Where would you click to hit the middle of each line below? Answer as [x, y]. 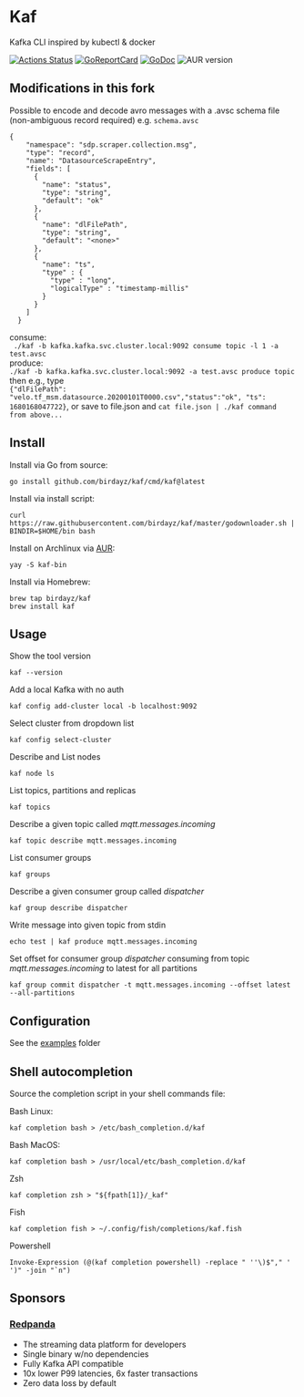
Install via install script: [52, 498]
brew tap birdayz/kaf [51, 598]
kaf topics [30, 807]
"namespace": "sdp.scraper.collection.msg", [111, 145]
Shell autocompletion [71, 1072]
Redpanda [33, 1324]
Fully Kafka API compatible [73, 1363]
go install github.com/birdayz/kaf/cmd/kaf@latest [107, 481]
